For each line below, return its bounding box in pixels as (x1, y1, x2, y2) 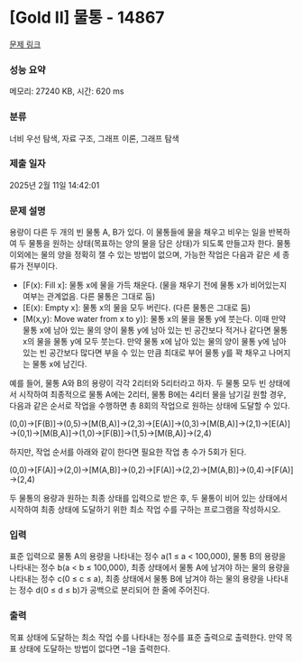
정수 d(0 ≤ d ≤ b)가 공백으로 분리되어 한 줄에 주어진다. (18, 584, 210, 595)
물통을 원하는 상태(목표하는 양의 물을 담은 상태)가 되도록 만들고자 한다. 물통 (28, 238, 291, 249)
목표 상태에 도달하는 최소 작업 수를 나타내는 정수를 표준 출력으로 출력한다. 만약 (9, 631, 284, 642)
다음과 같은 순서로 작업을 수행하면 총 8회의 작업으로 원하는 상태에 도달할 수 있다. (9, 400, 290, 411)
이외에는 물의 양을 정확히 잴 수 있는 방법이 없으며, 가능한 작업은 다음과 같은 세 (9, 249, 281, 261)
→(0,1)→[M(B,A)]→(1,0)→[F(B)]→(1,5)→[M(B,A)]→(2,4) (9, 428, 212, 439)
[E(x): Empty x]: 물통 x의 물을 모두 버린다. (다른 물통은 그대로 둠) (22, 302, 251, 313)
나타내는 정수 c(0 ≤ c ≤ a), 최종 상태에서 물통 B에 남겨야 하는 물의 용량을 (9, 574, 264, 584)
